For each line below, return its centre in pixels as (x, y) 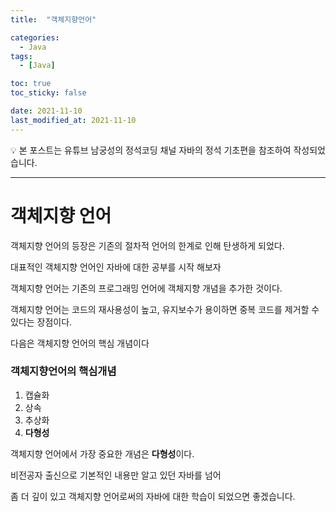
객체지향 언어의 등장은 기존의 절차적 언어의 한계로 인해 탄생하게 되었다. (147, 245)
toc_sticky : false (48, 93)
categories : (35, 37)
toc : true (31, 84)
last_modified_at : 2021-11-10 (73, 120)
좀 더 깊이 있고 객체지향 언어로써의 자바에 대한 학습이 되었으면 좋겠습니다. (153, 496)
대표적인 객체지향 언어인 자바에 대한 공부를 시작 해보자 (116, 267)
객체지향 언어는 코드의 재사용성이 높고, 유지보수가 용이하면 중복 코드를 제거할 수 (165, 309)
